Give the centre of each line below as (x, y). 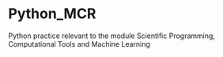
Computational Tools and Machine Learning (79, 44)
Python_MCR (52, 14)
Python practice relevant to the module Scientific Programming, (112, 36)
